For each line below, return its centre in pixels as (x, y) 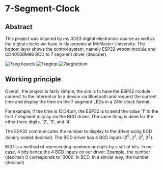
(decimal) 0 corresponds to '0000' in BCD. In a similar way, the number (77, 157)
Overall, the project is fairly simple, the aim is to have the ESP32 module (78, 91)
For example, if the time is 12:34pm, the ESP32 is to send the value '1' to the (82, 111)
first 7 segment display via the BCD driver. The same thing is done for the (79, 116)
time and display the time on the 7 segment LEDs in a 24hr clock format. (78, 102)
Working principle (33, 79)
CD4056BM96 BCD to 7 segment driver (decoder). (56, 54)
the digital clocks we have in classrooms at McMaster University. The (75, 44)
